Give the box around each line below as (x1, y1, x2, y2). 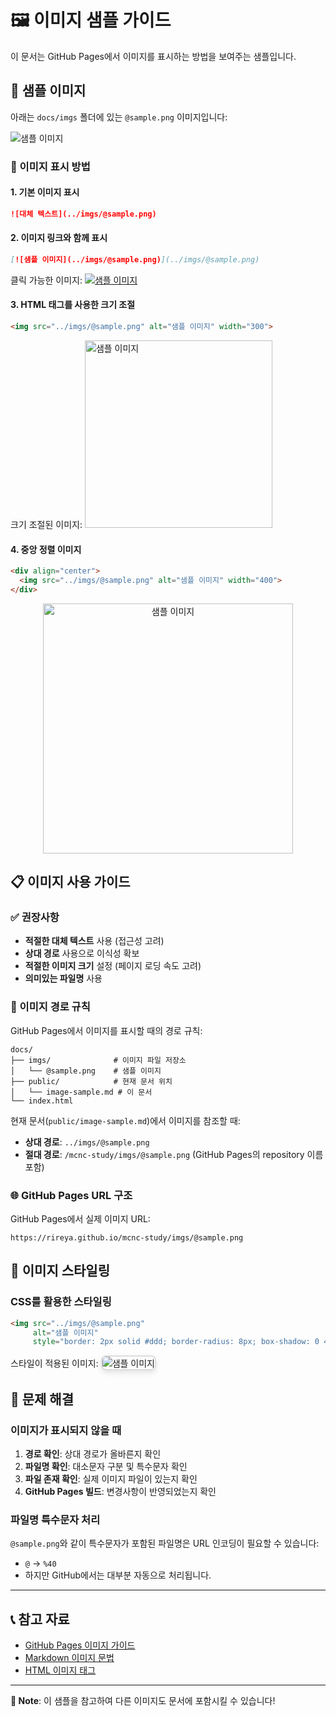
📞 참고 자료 (10, 1611, 70, 1628)
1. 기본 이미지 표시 (10, 186, 80, 198)
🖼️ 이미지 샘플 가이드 (10, 9, 172, 32)
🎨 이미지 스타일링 (10, 1262, 110, 1280)
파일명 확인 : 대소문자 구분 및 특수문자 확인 (24, 1461, 188, 1473)
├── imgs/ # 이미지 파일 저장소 (10, 1055, 187, 1065)
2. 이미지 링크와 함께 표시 (10, 232, 108, 244)
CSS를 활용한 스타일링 (10, 1295, 112, 1309)
